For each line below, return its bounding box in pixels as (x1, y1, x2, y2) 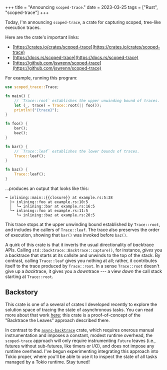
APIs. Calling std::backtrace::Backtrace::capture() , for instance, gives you (5, 247, 162, 253)
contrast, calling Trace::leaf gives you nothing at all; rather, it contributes (5, 257, 157, 263)
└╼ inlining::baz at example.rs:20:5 (16, 212, 95, 217)
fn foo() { (5, 121, 28, 126)
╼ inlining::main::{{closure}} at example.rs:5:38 (5, 195, 113, 200)
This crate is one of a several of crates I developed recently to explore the (5, 301, 157, 307)
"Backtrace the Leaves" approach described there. (5, 317, 110, 323)
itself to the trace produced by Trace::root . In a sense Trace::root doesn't (5, 262, 160, 269)
